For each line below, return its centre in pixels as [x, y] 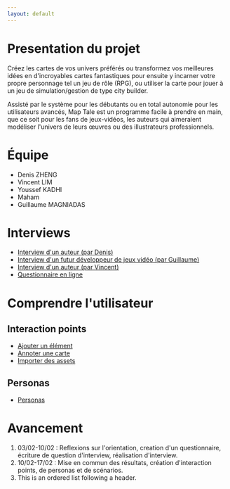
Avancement [45, 428]
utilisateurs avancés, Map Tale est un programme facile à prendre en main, [115, 112]
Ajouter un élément [45, 346]
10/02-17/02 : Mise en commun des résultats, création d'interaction [114, 463]
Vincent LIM [35, 182]
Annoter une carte [43, 353]
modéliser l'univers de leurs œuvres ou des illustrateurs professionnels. [111, 127]
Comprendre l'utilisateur [80, 303]
